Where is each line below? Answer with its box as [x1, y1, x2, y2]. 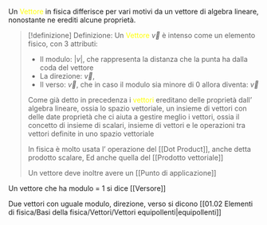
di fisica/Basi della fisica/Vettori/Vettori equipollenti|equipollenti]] [8, 208, 222, 217]
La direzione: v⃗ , [39, 72, 96, 80]
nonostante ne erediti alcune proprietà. [8, 15, 136, 25]
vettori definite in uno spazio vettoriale [27, 129, 155, 138]
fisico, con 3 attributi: [27, 39, 98, 48]
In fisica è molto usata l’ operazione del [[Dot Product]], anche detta [27, 145, 251, 153]
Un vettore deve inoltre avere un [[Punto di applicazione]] [27, 169, 217, 177]
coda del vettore [39, 63, 94, 72]
